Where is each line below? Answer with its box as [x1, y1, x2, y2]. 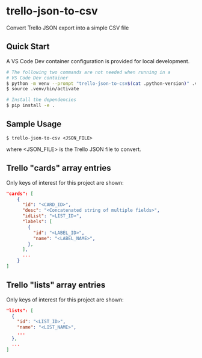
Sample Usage [6, 119, 62, 129]
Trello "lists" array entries [6, 280, 106, 290]
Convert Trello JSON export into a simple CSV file [6, 24, 129, 31]
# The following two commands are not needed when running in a [6, 69, 171, 75]
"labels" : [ [22, 218, 52, 224]
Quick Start [6, 42, 50, 52]
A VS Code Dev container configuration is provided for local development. [6, 57, 190, 64]
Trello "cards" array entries [6, 163, 111, 173]
